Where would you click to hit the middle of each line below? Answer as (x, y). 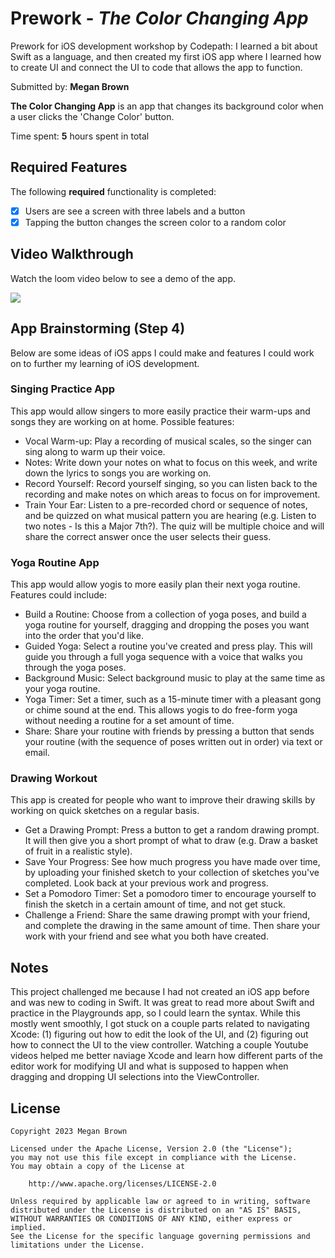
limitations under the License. (77, 1245)
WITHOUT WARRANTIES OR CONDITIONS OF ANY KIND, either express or (151, 1219)
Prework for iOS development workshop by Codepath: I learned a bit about (164, 46)
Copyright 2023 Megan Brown (69, 1132)
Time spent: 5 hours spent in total (80, 136)
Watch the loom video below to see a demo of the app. (123, 278)
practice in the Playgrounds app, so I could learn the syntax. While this (155, 1013)
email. (37, 753)
